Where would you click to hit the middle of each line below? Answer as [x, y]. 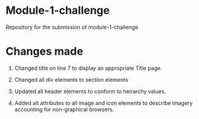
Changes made [44, 51]
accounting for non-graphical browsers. [64, 109]
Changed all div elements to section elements [71, 79]
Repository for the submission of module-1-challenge [72, 27]
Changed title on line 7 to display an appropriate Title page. [88, 68]
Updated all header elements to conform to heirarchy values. [90, 91]
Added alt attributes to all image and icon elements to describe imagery [103, 103]
